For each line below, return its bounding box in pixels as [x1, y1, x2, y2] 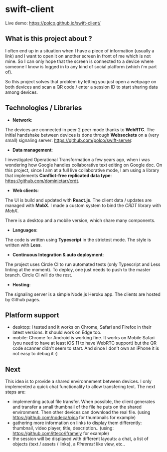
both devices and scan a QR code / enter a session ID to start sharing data [5, 84, 158, 90]
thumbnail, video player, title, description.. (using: [12, 425, 114, 431]
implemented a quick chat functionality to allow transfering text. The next [5, 384, 156, 390]
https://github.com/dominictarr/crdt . [5, 178, 80, 184]
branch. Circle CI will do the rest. [5, 272, 72, 278]
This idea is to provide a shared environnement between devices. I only [5, 378, 152, 385]
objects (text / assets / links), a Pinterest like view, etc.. [12, 441, 126, 447]
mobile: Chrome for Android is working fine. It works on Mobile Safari [12, 335, 155, 341]
